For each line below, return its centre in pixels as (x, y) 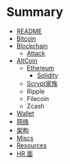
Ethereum (40, 68)
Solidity (48, 75)
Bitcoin (26, 38)
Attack (36, 53)
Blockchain (32, 46)
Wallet (25, 113)
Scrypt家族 (42, 83)
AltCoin (27, 60)
